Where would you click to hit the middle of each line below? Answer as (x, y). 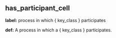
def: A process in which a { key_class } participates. (58, 30)
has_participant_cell (37, 8)
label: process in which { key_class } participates (55, 20)
